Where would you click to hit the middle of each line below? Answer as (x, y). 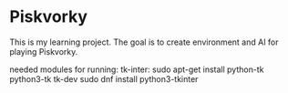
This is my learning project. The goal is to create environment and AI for (144, 42)
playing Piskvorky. (44, 51)
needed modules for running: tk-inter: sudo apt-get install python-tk (137, 69)
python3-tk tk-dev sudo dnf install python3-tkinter (104, 78)
